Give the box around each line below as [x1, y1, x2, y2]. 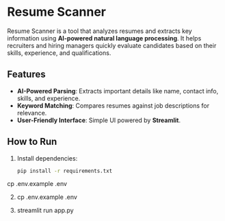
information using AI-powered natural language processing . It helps [7, 34, 202, 42]
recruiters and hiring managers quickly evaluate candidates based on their [7, 41, 217, 49]
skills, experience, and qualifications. [7, 49, 111, 57]
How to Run [7, 136, 57, 148]
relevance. [16, 108, 47, 117]
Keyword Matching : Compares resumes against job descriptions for [16, 101, 210, 110]
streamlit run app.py [16, 207, 74, 215]
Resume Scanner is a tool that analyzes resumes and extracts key [7, 27, 193, 35]
